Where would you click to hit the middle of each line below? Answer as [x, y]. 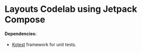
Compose [25, 20]
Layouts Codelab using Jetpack [71, 9]
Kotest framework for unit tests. [44, 45]
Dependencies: [21, 34]
